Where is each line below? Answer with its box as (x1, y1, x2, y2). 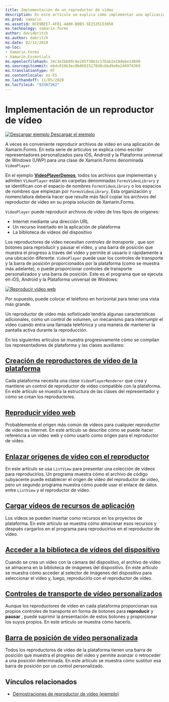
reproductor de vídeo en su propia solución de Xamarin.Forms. (5, 199, 135, 205)
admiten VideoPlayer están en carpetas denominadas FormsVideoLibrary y (5, 177, 159, 184)
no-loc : (5, 45, 22, 50)
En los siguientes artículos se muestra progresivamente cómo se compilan (5, 337, 159, 343)
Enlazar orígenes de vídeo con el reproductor (5, 452, 150, 461)
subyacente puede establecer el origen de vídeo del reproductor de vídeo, (5, 477, 159, 482)
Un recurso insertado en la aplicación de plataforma (12, 223, 121, 229)
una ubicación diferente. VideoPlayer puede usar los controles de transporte (5, 255, 163, 261)
